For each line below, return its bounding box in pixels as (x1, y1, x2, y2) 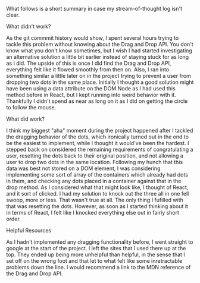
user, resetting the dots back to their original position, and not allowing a (6, 152, 183, 159)
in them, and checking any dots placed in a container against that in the (6, 178, 182, 184)
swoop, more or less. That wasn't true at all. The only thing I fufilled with (6, 196, 183, 203)
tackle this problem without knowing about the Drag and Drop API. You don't (6, 41, 193, 48)
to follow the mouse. (6, 104, 57, 111)
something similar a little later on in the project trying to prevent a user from (6, 73, 192, 79)
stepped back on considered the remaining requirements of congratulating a (6, 146, 193, 153)
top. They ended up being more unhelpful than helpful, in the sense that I (6, 251, 186, 258)
